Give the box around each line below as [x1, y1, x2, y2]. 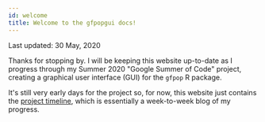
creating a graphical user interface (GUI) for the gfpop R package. [8, 72, 222, 82]
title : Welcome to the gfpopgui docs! [8, 19, 136, 27]
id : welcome [8, 11, 48, 20]
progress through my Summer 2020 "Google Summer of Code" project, [8, 64, 242, 73]
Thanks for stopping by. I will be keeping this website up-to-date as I [8, 56, 232, 65]
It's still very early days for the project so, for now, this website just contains [8, 87, 257, 97]
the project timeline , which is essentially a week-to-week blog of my [8, 96, 232, 105]
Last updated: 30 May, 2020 [8, 40, 101, 50]
